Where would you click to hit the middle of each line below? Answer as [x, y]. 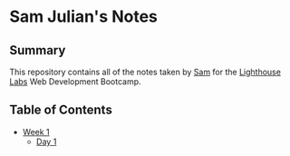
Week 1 [36, 132]
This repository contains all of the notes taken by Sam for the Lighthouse [145, 72]
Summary [38, 50]
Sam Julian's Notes [84, 17]
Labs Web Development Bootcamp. [76, 82]
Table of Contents [61, 110]
